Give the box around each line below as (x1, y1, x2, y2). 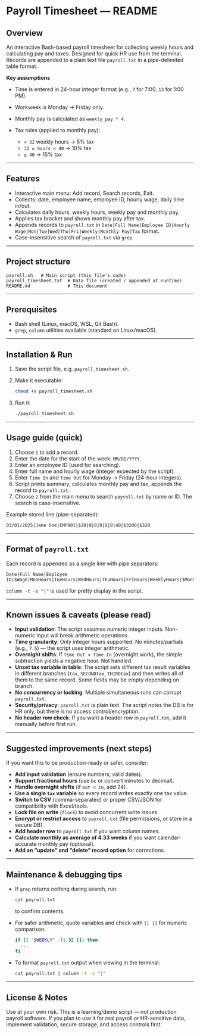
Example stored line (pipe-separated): (6, 510, 99, 518)
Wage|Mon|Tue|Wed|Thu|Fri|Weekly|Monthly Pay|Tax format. (14, 228, 160, 235)
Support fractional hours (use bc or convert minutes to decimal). (14, 777, 174, 784)
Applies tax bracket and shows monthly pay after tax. (14, 214, 146, 222)
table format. (6, 63, 37, 70)
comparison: (14, 925, 46, 933)
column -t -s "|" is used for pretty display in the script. (6, 587, 143, 594)
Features (6, 174, 40, 184)
